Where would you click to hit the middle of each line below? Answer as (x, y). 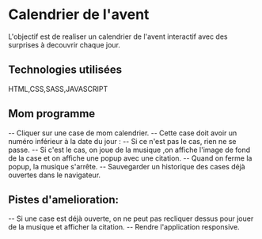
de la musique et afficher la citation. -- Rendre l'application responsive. (124, 227)
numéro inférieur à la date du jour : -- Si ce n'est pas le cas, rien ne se (122, 141)
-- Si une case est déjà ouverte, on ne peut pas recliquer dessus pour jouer (131, 218)
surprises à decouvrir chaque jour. (65, 44)
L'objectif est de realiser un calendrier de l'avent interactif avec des (118, 36)
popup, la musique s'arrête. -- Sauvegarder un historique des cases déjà (127, 166)
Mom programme (52, 114)
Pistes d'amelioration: (64, 199)
